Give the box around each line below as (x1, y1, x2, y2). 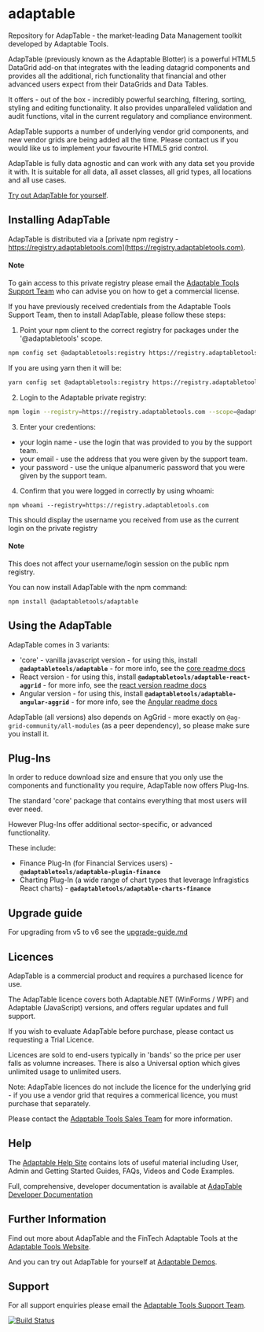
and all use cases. (8, 175, 67, 185)
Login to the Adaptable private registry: (19, 393, 147, 402)
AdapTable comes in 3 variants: (8, 640, 110, 649)
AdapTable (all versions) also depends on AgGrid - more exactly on (8, 712, 225, 721)
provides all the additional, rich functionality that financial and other (8, 71, 226, 80)
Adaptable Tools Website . (8, 1242, 91, 1251)
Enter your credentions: (19, 422, 97, 431)
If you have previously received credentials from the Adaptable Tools (8, 301, 232, 311)
